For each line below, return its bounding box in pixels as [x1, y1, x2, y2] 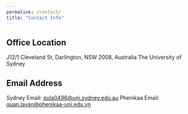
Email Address [6, 78, 63, 88]
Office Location [6, 37, 67, 48]
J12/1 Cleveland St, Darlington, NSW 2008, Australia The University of [6, 53, 182, 61]
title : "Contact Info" [6, 15, 64, 21]
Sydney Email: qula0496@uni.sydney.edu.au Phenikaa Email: [6, 94, 160, 102]
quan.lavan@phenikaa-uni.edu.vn [6, 101, 92, 108]
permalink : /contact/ [6, 9, 62, 15]
